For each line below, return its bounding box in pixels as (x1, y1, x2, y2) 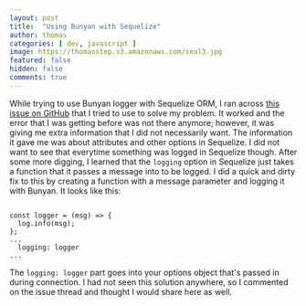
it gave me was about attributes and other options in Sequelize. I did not (9, 136, 280, 147)
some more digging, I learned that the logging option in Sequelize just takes (9, 156, 294, 167)
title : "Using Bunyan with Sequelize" (9, 22, 162, 31)
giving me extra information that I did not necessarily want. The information (9, 127, 293, 138)
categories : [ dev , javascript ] (9, 38, 137, 48)
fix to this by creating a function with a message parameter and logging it (9, 175, 285, 186)
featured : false (9, 56, 71, 65)
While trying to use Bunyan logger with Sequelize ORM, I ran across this (9, 98, 280, 109)
